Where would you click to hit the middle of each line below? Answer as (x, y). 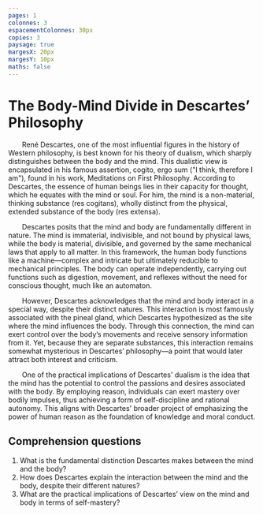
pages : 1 (22, 15)
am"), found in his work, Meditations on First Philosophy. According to (122, 177)
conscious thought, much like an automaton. (80, 285)
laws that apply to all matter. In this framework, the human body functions (128, 252)
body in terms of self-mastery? (70, 502)
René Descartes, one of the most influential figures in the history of (131, 144)
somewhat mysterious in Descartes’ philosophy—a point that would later (126, 351)
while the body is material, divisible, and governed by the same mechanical (130, 243)
